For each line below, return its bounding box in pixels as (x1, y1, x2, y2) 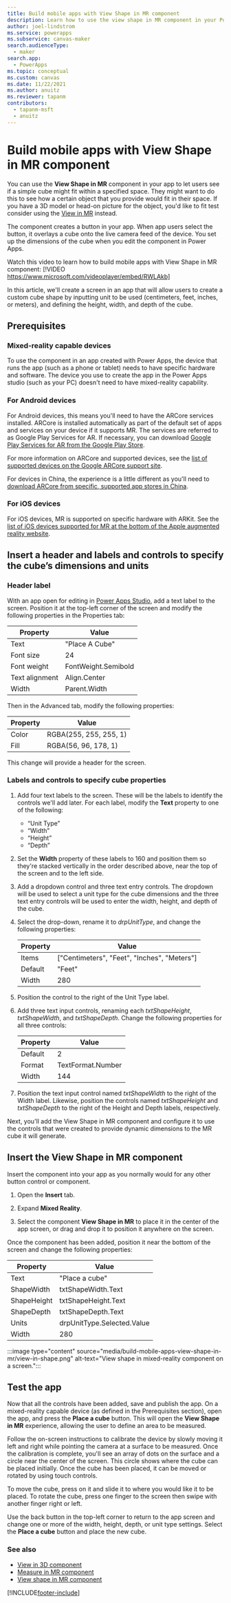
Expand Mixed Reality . (16, 1203, 82, 1212)
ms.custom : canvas (7, 74, 60, 81)
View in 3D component (16, 1560, 82, 1569)
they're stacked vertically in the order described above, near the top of (16, 862, 218, 870)
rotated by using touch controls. (7, 1471, 98, 1480)
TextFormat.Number (57, 1060, 122, 1070)
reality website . (7, 529, 51, 537)
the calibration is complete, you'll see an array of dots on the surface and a (7, 1449, 220, 1458)
